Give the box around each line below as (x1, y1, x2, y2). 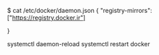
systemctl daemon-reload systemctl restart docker (7, 40, 151, 48)
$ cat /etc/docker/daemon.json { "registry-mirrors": (7, 7, 153, 14)
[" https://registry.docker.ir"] (7, 14, 86, 22)
